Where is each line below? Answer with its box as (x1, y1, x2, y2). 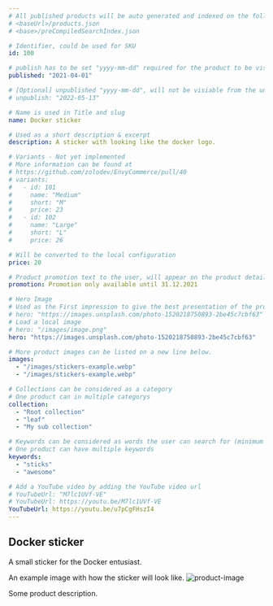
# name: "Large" (8, 221, 79, 229)
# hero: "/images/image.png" (8, 325, 107, 334)
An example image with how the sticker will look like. (8, 573, 184, 582)
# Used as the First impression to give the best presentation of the (8, 303, 253, 312)
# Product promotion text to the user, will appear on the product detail (8, 273, 267, 281)
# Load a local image (8, 318, 82, 326)
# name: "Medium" (8, 190, 82, 199)
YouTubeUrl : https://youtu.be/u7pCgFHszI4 (8, 505, 154, 513)
